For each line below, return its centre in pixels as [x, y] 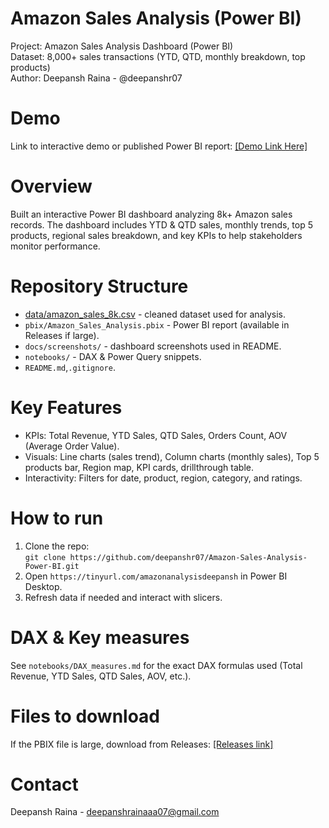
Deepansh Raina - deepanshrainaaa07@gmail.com [115, 812]
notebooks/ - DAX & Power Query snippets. [113, 356]
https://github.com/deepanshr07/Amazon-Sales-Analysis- [188, 557]
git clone [45, 557]
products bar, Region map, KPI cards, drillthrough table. [139, 467]
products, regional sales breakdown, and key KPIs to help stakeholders [156, 235]
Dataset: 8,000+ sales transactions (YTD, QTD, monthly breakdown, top [158, 56]
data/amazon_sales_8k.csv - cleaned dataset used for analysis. [155, 314]
